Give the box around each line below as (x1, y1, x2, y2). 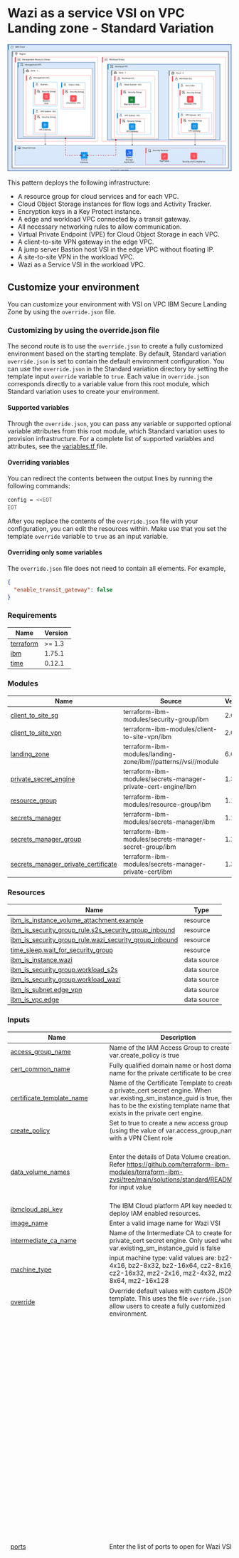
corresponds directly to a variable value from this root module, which (7, 379, 210, 388)
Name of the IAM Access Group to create (109, 1043, 230, 1052)
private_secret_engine (10, 775, 75, 783)
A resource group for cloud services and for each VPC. (17, 192, 179, 201)
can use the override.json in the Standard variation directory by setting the (7, 364, 229, 373)
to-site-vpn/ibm (123, 732, 172, 741)
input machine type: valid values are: (109, 1254, 217, 1262)
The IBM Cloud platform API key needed (109, 1201, 227, 1209)
